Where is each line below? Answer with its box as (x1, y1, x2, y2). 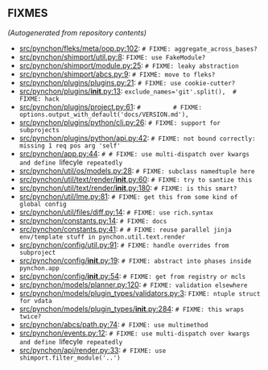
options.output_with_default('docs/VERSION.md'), (19, 110, 190, 118)
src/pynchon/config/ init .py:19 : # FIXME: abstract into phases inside (19, 256, 252, 265)
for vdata (19, 297, 53, 305)
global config (19, 200, 67, 208)
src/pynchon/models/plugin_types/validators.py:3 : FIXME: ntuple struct (19, 288, 261, 297)
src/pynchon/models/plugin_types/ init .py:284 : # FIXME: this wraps (19, 304, 245, 314)
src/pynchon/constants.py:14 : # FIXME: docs (19, 215, 167, 225)
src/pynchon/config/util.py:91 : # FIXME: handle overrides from (19, 239, 229, 249)
